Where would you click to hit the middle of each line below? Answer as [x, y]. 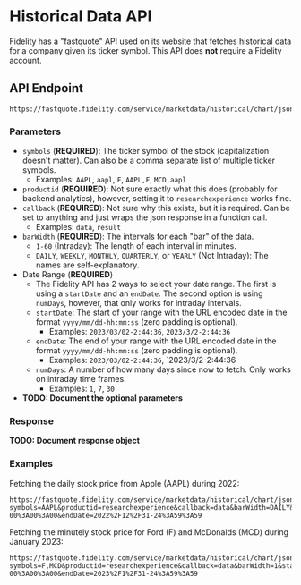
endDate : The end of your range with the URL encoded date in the [156, 341]
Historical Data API [81, 17]
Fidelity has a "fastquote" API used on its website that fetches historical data [150, 41]
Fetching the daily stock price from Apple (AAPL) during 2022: [125, 483]
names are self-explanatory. [87, 265]
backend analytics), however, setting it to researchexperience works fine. [157, 199]
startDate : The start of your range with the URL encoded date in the [161, 313]
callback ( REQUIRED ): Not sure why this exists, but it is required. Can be [156, 208]
